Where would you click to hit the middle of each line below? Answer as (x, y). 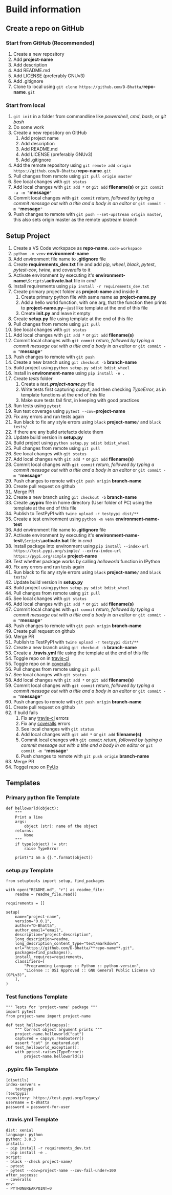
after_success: (22, 1175)
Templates (23, 783)
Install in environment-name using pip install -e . (69, 373)
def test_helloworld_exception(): (43, 1048)
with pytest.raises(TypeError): (49, 1052)
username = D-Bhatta (28, 1102)
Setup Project (28, 236)
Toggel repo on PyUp (36, 767)
